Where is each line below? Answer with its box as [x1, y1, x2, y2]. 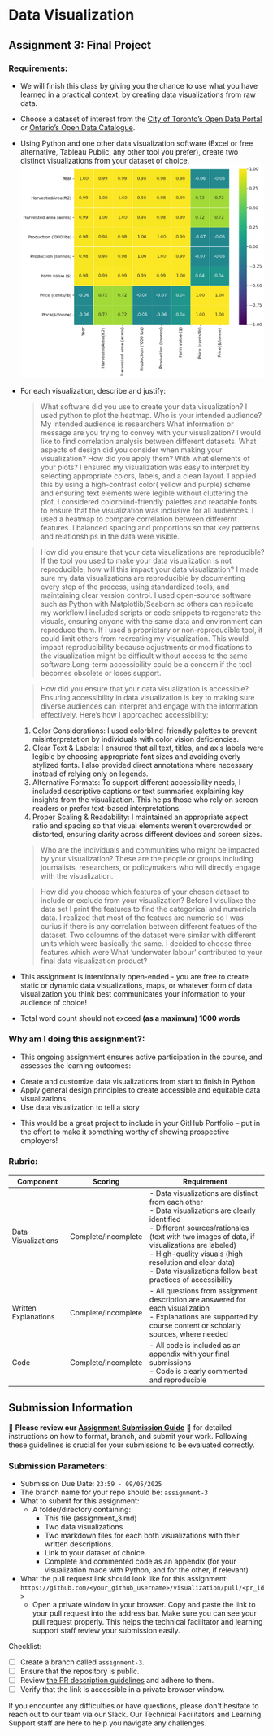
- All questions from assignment [149, 1286, 258, 1296]
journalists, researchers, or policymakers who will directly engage [40, 862, 261, 872]
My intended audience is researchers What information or [40, 419, 234, 429]
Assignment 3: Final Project [8, 38, 152, 52]
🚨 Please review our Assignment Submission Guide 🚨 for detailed [8, 1422, 232, 1433]
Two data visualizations [44, 1521, 123, 1531]
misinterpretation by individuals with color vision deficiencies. [32, 734, 240, 744]
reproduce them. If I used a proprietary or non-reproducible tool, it [40, 625, 263, 635]
